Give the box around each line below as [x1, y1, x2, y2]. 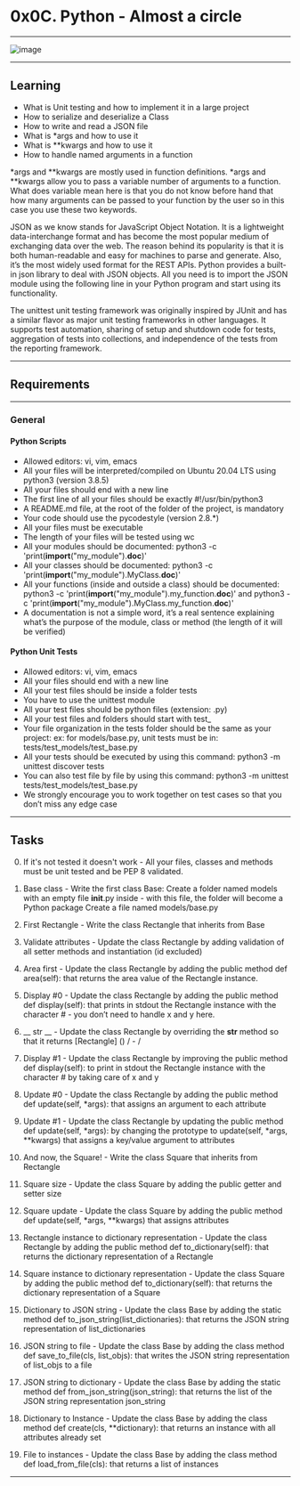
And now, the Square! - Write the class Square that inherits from [22, 1151, 258, 1163]
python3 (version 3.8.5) [22, 475, 109, 485]
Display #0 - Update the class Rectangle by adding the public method [22, 990, 279, 1001]
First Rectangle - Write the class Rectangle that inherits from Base [22, 919, 265, 930]
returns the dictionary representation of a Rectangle [22, 1251, 214, 1262]
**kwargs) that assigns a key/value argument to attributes [22, 1134, 235, 1145]
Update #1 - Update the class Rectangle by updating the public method [22, 1116, 284, 1126]
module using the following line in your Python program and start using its [10, 278, 281, 288]
